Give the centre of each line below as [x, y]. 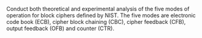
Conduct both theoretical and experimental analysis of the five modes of [98, 9]
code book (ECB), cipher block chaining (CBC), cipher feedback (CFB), [96, 22]
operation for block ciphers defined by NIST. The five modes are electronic [101, 15]
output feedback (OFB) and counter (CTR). [60, 28]
